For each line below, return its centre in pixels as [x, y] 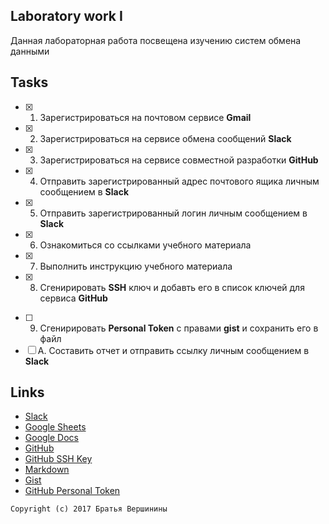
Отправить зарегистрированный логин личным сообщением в [173, 213]
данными [30, 51]
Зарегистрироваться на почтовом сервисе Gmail [145, 117]
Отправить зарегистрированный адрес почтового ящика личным [179, 181]
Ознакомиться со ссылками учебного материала [145, 245]
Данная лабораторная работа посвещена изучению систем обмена [156, 40]
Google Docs [51, 438]
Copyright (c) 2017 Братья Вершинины [89, 509]
